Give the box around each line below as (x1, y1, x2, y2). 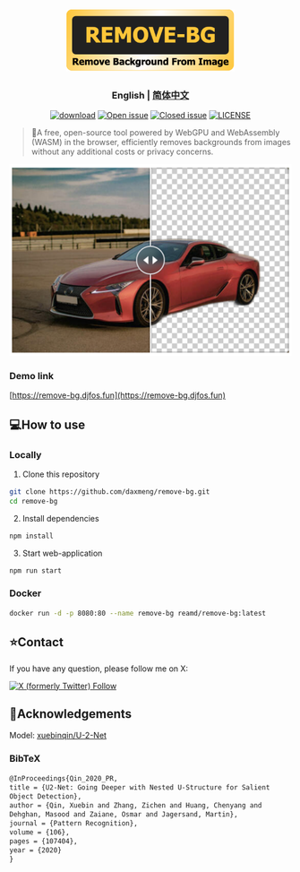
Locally (9, 448, 42, 461)
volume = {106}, (9, 827, 70, 837)
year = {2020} (9, 845, 63, 855)
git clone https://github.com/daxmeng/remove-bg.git (9, 488, 210, 496)
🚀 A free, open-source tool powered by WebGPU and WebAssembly (30, 127, 280, 138)
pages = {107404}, (9, 836, 78, 846)
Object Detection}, (9, 791, 82, 801)
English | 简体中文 (111, 90, 190, 102)
